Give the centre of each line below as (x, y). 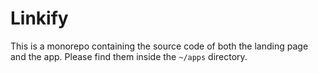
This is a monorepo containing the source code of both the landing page (159, 46)
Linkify (39, 18)
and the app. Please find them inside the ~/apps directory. (129, 56)
